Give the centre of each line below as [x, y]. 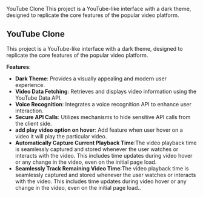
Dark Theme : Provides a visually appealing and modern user [91, 79]
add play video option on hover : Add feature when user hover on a [99, 130]
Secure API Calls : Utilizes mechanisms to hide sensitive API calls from [103, 117]
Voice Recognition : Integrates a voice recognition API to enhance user [103, 104]
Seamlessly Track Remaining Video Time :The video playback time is [102, 168]
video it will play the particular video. [61, 136]
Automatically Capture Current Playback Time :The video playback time [106, 143]
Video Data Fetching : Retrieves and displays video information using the [106, 91]
